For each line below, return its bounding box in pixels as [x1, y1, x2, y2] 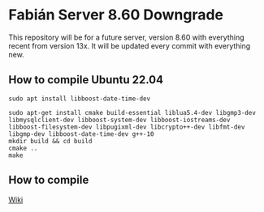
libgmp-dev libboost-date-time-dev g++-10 [8, 129, 154, 138]
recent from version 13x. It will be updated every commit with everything [8, 40, 251, 50]
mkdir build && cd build [8, 137, 93, 145]
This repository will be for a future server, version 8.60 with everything [8, 32, 245, 42]
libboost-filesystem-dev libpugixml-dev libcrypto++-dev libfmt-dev [8, 123, 245, 131]
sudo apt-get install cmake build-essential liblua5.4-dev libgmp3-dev [8, 108, 256, 117]
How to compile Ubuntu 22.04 [8, 73, 164, 87]
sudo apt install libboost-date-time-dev [8, 95, 151, 103]
